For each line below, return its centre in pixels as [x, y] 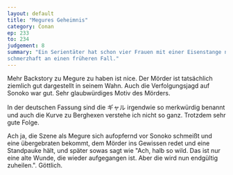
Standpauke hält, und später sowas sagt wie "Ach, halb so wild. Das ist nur [114, 150]
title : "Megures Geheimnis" [48, 20]
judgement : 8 [26, 46]
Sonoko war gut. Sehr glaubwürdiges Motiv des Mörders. [89, 93]
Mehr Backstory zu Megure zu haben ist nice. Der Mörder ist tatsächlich [110, 78]
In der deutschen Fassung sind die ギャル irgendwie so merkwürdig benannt [116, 107]
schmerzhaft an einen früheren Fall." [63, 59]
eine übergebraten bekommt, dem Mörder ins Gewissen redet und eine [109, 143]
